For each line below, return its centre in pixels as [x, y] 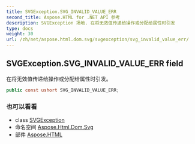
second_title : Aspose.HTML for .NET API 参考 [63, 17]
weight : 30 [20, 34]
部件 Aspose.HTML [39, 134]
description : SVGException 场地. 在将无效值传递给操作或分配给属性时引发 [91, 23]
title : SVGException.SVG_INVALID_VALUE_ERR [61, 12]
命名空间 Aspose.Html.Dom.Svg [54, 127]
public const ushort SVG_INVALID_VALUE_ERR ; [63, 90]
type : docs [20, 28]
